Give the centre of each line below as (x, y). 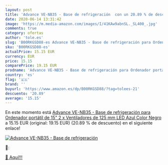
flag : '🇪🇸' (17, 79)
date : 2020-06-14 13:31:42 (33, 19)
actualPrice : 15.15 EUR (30, 51)
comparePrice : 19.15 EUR (31, 65)
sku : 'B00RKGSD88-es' (28, 47)
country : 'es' (20, 75)
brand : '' (15, 84)
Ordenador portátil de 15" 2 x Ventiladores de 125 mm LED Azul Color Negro (83, 117)
